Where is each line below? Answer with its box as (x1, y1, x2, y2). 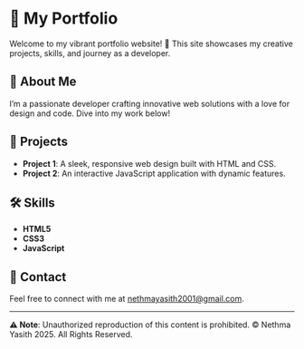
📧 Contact (9, 269, 67, 285)
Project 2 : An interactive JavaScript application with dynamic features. (22, 168, 287, 179)
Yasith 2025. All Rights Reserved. (9, 329, 133, 340)
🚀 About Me (9, 74, 77, 90)
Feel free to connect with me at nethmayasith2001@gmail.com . (9, 294, 244, 305)
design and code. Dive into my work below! (9, 108, 170, 119)
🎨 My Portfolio (9, 8, 119, 29)
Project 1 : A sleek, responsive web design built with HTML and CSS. (22, 158, 277, 169)
